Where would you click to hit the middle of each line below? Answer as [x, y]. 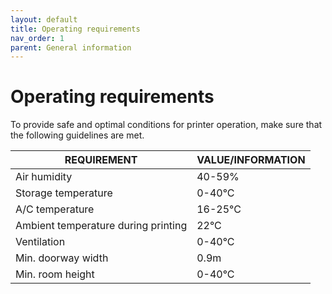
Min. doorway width [62, 258]
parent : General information [71, 47]
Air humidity [44, 177]
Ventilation [40, 242]
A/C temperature [55, 209]
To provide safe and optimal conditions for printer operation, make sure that [166, 125]
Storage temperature [64, 193]
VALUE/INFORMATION [251, 160]
